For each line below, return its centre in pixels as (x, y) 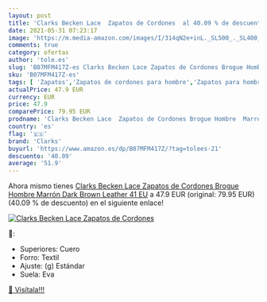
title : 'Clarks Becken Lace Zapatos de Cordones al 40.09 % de (118, 23)
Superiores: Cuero (50, 249)
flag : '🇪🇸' (28, 134)
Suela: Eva (37, 274)
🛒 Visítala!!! (27, 290)
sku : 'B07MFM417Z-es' (44, 75)
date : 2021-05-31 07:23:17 (53, 30)
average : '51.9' (35, 164)
